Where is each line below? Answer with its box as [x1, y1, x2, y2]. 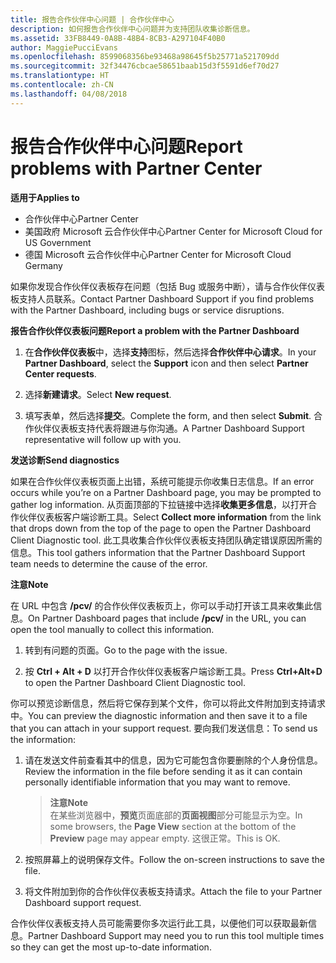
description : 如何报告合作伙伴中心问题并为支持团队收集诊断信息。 [10, 24, 255, 34]
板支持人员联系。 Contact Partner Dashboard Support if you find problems [10, 292, 315, 305]
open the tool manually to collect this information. [10, 623, 215, 635]
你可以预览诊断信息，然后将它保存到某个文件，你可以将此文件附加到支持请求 [10, 697, 326, 709]
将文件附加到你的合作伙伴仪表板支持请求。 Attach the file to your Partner [24, 885, 323, 897]
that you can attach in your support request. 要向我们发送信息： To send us [10, 722, 318, 734]
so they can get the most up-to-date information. [10, 941, 212, 953]
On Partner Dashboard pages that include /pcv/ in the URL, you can [28, 612, 307, 624]
